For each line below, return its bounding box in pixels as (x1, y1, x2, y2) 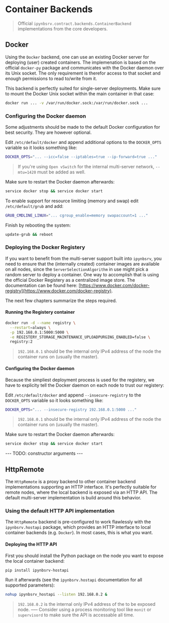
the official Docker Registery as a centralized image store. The (5, 277, 135, 283)
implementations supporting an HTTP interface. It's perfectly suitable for (5, 484, 157, 490)
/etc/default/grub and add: (5, 203, 64, 209)
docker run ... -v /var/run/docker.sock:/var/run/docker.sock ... (5, 100, 148, 105)
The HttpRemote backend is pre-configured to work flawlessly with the (5, 519, 151, 525)
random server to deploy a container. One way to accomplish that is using (5, 271, 159, 277)
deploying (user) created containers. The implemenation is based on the (5, 59, 156, 65)
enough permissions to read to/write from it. (5, 75, 97, 82)
